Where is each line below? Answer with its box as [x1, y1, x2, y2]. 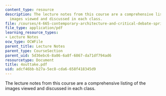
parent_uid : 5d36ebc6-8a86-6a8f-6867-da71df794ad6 [5, 53, 112, 58]
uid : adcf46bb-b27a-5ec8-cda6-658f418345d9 [5, 67, 96, 72]
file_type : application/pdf [5, 26, 63, 31]
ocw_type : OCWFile [5, 39, 43, 44]
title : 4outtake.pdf [5, 62, 48, 67]
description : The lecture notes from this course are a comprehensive [5, 12, 154, 17]
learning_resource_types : [5, 30, 58, 35]
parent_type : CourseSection [5, 48, 63, 53]
